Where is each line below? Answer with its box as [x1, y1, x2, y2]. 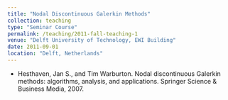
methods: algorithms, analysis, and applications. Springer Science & [17, 77, 217, 85]
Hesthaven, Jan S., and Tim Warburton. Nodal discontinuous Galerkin [17, 69, 222, 78]
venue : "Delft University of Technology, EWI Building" [7, 37, 176, 44]
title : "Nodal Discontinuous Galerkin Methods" [7, 10, 151, 18]
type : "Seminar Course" [7, 23, 78, 30]
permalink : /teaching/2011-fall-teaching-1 [7, 30, 139, 38]
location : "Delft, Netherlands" [7, 50, 103, 57]
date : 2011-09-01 [7, 43, 59, 50]
